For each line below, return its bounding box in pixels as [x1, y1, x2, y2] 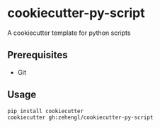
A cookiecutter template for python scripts [7, 28, 131, 37]
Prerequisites [7, 49, 68, 61]
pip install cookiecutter [7, 107, 84, 114]
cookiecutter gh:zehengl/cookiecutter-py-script [7, 114, 154, 121]
